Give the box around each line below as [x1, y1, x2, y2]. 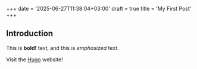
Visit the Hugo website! [6, 56, 64, 63]
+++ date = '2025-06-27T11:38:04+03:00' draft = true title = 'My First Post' [6, 5, 192, 12]
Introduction [6, 29, 54, 39]
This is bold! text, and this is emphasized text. [6, 44, 119, 51]
